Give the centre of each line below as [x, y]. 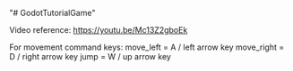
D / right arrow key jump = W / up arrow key [90, 56]
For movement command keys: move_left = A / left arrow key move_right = [147, 47]
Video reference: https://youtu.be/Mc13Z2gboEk [99, 30]
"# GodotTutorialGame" [52, 13]
